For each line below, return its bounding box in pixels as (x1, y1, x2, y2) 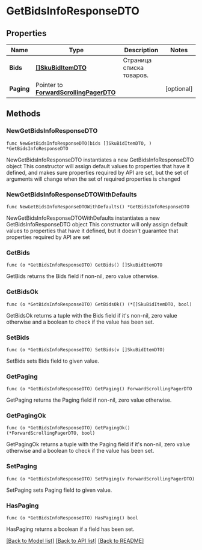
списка (123, 64, 144, 71)
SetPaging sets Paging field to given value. (6, 486, 112, 494)
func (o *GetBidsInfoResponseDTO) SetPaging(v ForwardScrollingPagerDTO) (6, 476, 195, 482)
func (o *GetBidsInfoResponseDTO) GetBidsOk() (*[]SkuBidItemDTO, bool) (6, 301, 192, 307)
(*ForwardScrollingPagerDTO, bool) (6, 431, 96, 437)
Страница (123, 56, 152, 64)
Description (124, 46, 159, 54)
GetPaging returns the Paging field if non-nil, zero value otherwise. (6, 396, 172, 403)
